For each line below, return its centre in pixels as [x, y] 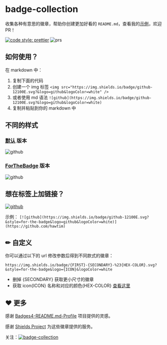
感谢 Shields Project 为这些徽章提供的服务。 [50, 326]
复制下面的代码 [28, 80]
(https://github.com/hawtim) [35, 226]
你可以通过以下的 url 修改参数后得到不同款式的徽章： [59, 255]
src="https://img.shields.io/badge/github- [107, 87]
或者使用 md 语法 [30, 97]
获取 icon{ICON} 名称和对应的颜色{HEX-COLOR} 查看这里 [71, 285]
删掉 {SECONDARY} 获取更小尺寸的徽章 [53, 279]
